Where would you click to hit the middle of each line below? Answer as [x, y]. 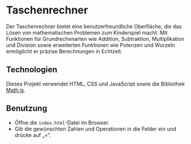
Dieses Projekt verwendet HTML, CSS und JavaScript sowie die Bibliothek [95, 84]
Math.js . [16, 90]
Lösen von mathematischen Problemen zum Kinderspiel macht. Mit [87, 32]
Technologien [32, 70]
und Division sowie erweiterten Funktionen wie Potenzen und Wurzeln [91, 45]
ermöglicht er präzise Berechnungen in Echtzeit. [64, 51]
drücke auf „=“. [33, 135]
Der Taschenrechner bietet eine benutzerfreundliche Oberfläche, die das [94, 26]
